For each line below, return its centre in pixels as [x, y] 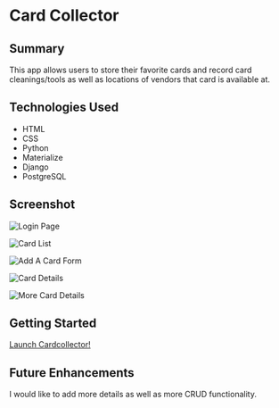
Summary [37, 49]
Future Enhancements [72, 373]
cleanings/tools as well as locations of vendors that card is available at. [139, 79]
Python [35, 147]
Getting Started [53, 324]
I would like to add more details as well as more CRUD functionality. [133, 395]
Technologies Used [64, 108]
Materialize [43, 157]
